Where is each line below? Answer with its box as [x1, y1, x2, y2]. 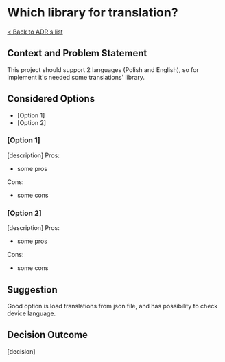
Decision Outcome [7, 329, 88, 341]
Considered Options [7, 93, 95, 104]
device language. [7, 309, 56, 317]
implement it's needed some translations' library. [7, 73, 145, 81]
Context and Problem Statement [7, 47, 147, 59]
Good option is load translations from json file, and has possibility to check [7, 302, 218, 310]
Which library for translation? [7, 5, 178, 21]
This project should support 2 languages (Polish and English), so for [7, 65, 199, 73]
